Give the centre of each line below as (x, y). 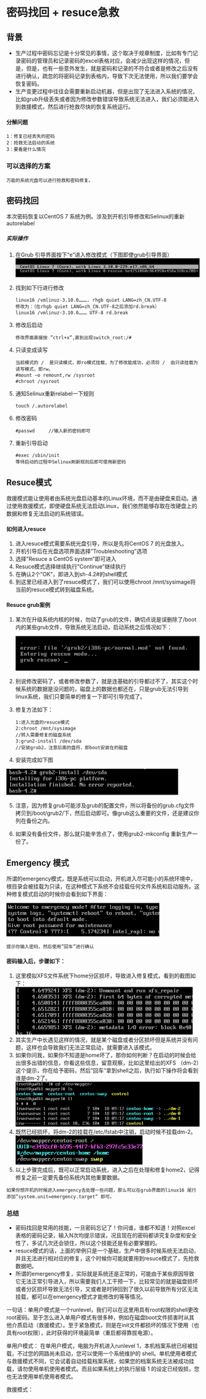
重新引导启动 (31, 443)
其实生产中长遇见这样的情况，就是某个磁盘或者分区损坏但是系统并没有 (104, 1040)
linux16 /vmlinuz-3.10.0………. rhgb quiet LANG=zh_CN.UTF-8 (91, 300)
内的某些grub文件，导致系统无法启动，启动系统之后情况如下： (94, 627)
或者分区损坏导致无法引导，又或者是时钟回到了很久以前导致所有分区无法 (106, 1289)
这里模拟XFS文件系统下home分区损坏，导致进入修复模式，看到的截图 (103, 976)
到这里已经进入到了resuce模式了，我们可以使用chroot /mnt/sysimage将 (105, 582)
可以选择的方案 (29, 166)
